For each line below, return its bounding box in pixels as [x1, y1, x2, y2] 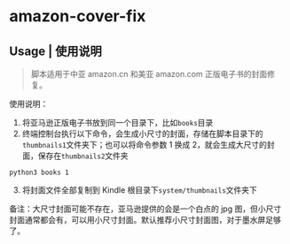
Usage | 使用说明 [9, 43, 102, 58]
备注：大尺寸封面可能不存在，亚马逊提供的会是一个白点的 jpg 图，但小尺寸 [9, 203, 282, 214]
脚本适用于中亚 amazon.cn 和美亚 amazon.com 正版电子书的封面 [30, 69, 268, 79]
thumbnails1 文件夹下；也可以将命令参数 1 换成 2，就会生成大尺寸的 [21, 140, 268, 149]
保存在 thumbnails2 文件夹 [37, 150, 129, 161]
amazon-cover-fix [9, 6, 146, 27]
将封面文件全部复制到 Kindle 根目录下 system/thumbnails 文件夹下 [21, 185, 257, 195]
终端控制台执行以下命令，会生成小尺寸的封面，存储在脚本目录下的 [21, 128, 263, 139]
